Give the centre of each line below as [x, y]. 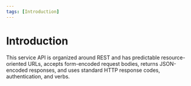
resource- [173, 58]
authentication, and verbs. [38, 76]
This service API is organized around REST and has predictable [83, 58]
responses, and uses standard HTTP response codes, [95, 70]
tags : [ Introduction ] [33, 12]
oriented [16, 63]
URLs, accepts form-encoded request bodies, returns [93, 63]
